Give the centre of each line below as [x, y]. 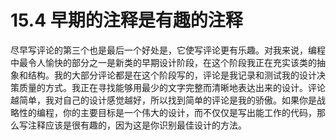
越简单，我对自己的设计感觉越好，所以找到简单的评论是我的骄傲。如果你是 [163, 100]
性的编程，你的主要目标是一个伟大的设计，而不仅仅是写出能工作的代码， [167, 112]
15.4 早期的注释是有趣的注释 [126, 20]
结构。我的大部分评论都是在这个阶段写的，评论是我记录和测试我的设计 [172, 75]
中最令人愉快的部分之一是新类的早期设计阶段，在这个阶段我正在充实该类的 [163, 62]
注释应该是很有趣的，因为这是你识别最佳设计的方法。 [137, 125]
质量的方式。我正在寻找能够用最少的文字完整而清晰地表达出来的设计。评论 [172, 87]
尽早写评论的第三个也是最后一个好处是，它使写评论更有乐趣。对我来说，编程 [168, 50]
